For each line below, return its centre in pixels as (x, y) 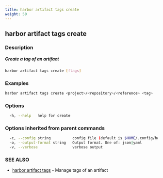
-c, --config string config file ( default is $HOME (73, 138)
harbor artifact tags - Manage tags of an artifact (60, 170)
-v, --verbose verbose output (56, 147)
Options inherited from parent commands (55, 128)
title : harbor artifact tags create (42, 9)
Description (19, 48)
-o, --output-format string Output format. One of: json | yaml (76, 143)
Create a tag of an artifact (32, 59)
